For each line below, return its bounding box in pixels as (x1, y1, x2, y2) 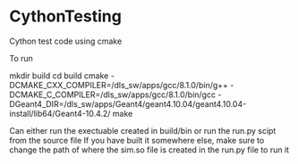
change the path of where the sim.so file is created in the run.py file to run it (9, 144, 289, 155)
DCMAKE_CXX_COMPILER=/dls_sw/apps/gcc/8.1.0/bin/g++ (9, 79, 228, 90)
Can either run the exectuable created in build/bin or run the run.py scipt (9, 125, 277, 135)
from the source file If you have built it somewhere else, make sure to (9, 135, 265, 145)
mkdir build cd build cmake (9, 70, 109, 81)
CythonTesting (9, 6, 123, 27)
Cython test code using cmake (9, 36, 123, 46)
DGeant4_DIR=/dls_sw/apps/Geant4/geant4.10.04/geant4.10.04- (9, 98, 247, 109)
